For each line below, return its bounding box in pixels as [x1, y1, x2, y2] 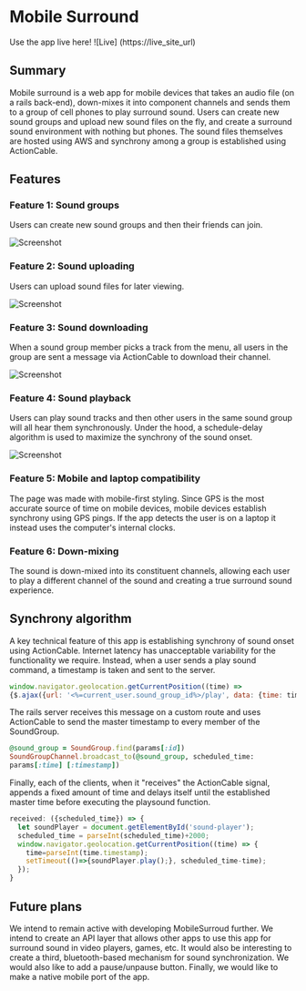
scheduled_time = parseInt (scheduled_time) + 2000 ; [17, 831, 209, 840]
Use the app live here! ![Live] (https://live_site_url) [9, 36, 196, 47]
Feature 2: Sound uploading [9, 260, 135, 272]
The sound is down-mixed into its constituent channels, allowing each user [9, 565, 291, 576]
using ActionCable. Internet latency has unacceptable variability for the [9, 645, 276, 656]
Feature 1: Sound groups [9, 199, 120, 211]
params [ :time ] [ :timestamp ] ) [9, 761, 120, 771]
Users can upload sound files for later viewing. [9, 281, 185, 291]
